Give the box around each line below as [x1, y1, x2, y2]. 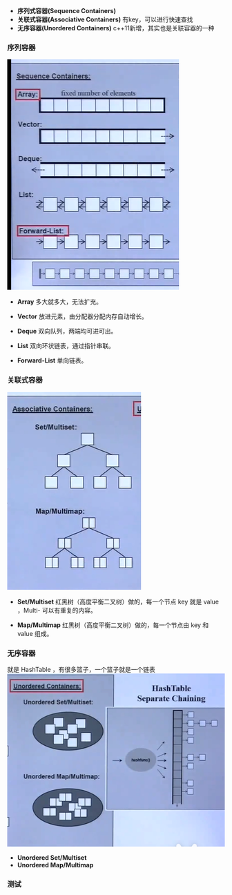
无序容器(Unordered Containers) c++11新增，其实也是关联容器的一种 [17, 24, 215, 32]
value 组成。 [17, 629, 53, 637]
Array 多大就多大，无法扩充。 [17, 298, 102, 306]
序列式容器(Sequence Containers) [17, 7, 116, 15]
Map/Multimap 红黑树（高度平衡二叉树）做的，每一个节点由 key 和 [17, 621, 209, 629]
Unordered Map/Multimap [17, 861, 94, 869]
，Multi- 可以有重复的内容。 [17, 606, 97, 614]
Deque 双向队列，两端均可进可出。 [17, 327, 117, 336]
